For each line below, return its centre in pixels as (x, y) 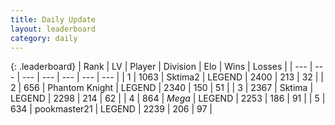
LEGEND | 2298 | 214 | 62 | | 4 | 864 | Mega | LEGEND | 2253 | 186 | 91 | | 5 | (168, 98)
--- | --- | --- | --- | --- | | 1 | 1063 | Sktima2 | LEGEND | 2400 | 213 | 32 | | (173, 77)
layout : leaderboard (53, 29)
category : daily (44, 38)
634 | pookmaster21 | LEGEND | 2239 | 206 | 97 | (111, 109)
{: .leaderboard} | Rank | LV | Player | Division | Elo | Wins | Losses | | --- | (161, 67)
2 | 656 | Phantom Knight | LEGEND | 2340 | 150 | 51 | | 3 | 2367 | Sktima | (162, 88)
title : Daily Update (53, 19)
